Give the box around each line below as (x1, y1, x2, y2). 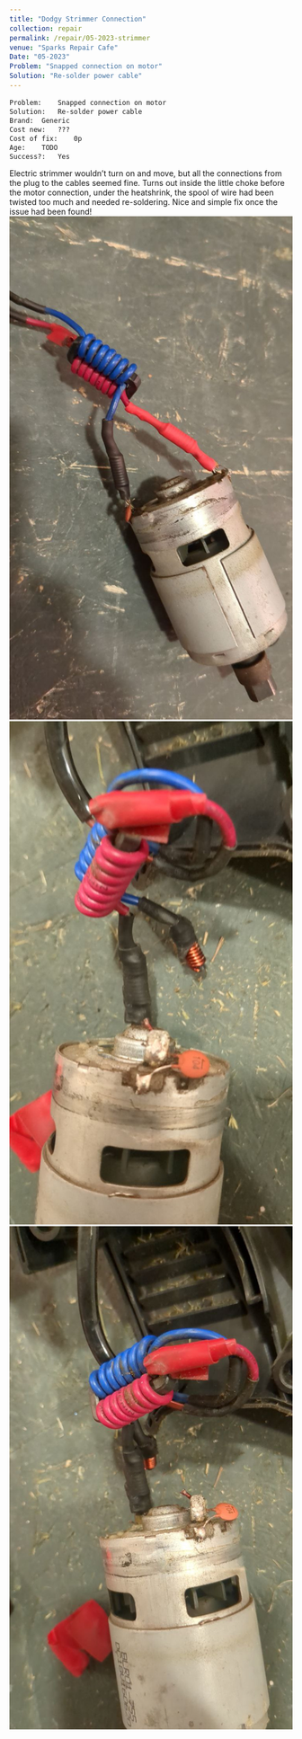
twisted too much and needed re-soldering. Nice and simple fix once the (9, 196, 279, 207)
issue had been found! (9, 206, 93, 217)
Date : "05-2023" (9, 52, 70, 62)
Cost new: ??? (9, 125, 70, 134)
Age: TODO (9, 143, 58, 152)
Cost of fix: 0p (9, 134, 83, 143)
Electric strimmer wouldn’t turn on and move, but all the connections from (9, 167, 282, 179)
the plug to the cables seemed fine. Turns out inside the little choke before (9, 177, 285, 188)
